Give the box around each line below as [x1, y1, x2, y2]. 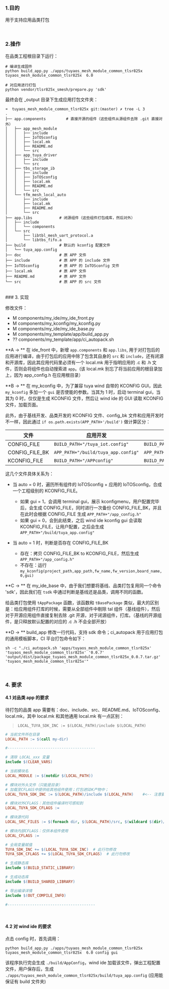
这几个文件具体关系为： [5, 471, 54, 477]
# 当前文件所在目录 [5, 732, 40, 737]
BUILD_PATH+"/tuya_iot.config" [53, 441, 129, 447]
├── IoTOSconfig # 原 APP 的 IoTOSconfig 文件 [5, 263, 120, 268]
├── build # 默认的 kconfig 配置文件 [5, 243, 111, 248]
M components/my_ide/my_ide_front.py [12, 315, 95, 321]
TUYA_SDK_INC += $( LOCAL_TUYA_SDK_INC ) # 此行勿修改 [5, 847, 117, 852]
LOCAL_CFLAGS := [5, 833, 39, 838]
